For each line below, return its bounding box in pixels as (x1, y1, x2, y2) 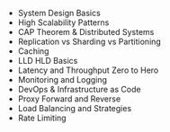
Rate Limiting (17, 112, 67, 123)
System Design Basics (17, 8, 101, 18)
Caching (17, 46, 49, 57)
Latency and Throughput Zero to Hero (17, 65, 159, 75)
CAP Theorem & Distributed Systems (17, 27, 155, 37)
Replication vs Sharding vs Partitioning (17, 36, 162, 47)
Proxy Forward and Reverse (17, 93, 121, 104)
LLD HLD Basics (17, 56, 78, 66)
